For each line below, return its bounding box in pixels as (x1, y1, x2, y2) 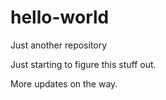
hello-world (10, 6, 110, 29)
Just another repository (10, 39, 108, 51)
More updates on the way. (10, 77, 118, 90)
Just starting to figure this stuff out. (10, 58, 157, 70)
